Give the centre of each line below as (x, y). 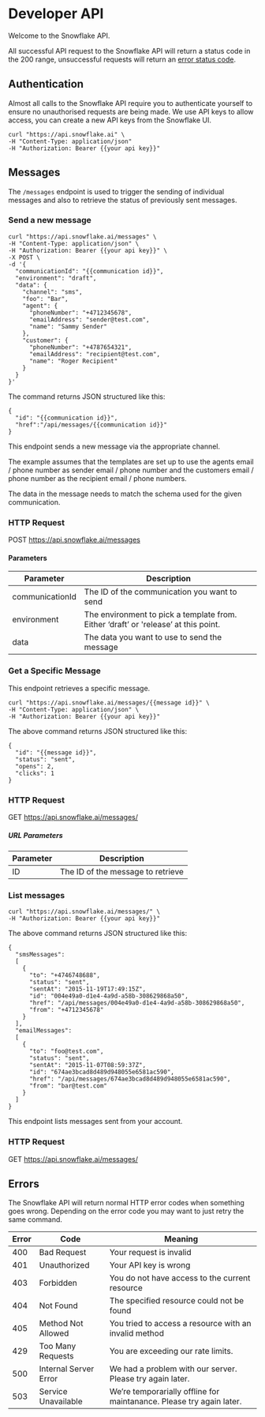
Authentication (46, 84)
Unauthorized (64, 1265)
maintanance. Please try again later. (175, 1401)
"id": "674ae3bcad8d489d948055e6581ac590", (102, 1072)
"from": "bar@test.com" (68, 1086)
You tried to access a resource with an (180, 1324)
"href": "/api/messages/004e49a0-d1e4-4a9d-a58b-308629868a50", (137, 1003)
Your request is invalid (150, 1253)
